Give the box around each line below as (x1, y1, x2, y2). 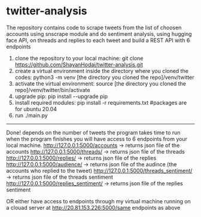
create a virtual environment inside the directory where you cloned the (14, 67, 188, 74)
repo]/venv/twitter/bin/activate (14, 86, 90, 93)
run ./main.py (14, 112, 48, 119)
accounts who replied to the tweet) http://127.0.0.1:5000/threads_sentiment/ (6, 167, 193, 174)
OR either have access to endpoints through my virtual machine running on (6, 197, 191, 204)
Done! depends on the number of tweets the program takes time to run (6, 129, 181, 136)
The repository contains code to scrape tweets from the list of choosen (6, 24, 182, 31)
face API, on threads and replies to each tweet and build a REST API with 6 (6, 36, 190, 44)
